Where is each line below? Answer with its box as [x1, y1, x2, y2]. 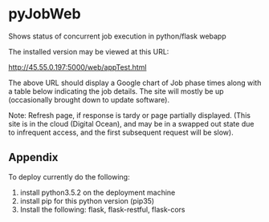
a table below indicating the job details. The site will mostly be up [8, 86, 224, 96]
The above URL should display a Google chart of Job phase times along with [8, 78, 262, 87]
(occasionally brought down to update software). [8, 95, 170, 104]
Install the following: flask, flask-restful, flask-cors [19, 204, 185, 214]
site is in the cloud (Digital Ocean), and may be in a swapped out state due [8, 119, 255, 128]
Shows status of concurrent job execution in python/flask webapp [8, 31, 226, 41]
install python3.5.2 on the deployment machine [19, 188, 176, 197]
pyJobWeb [8, 5, 82, 23]
